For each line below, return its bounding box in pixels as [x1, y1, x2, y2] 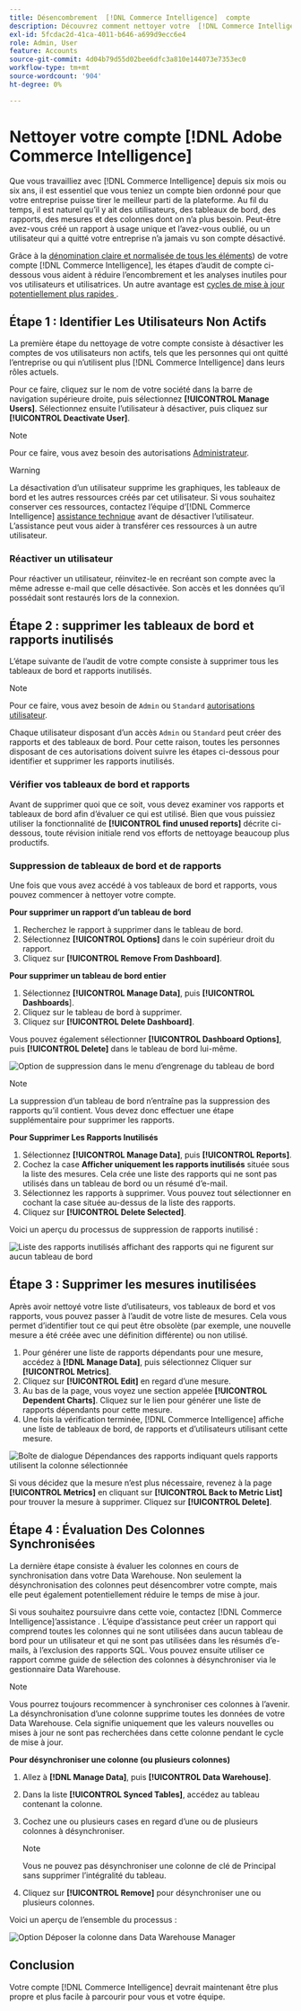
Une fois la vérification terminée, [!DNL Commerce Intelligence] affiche [21, 1413, 285, 1424]
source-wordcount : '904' [9, 72, 102, 81]
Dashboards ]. [21, 997, 74, 1008]
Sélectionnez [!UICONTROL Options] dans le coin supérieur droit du [21, 934, 275, 944]
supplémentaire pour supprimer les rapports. [9, 1115, 175, 1126]
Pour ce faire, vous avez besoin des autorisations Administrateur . [9, 447, 249, 458]
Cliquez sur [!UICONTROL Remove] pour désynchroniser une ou [21, 1887, 262, 1898]
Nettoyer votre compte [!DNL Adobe [9, 127, 283, 146]
